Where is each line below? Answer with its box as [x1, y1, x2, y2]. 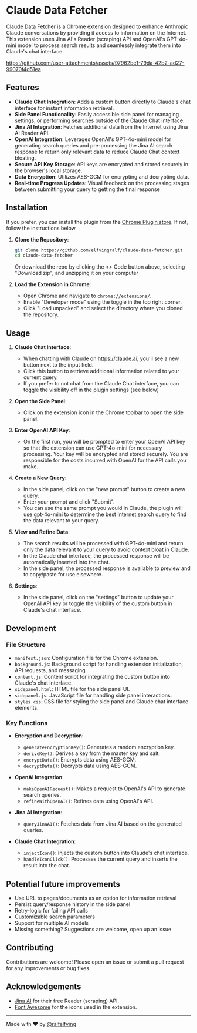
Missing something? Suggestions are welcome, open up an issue [14, 925, 172, 933]
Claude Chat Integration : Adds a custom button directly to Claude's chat [14, 98, 191, 105]
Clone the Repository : [14, 236, 69, 243]
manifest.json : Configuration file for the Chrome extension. [14, 654, 158, 661]
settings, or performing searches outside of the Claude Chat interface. [14, 117, 185, 124]
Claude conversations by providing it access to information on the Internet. [6, 29, 187, 36]
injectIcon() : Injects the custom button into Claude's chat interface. [23, 850, 189, 857]
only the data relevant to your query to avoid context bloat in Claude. [23, 546, 189, 553]
